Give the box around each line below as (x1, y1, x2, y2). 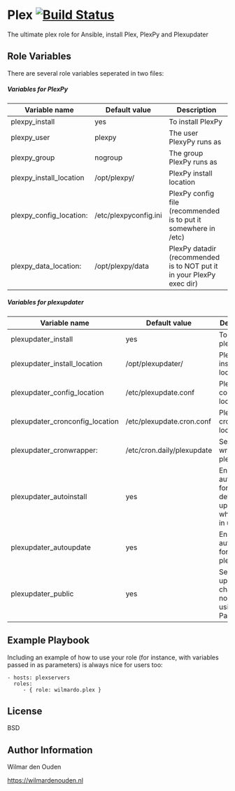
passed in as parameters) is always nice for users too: (7, 660, 163, 668)
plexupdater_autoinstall (10, 491, 87, 501)
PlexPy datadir (169, 244, 217, 253)
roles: (13, 680, 33, 687)
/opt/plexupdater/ (125, 358, 183, 368)
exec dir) (169, 279, 198, 288)
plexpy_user (10, 132, 50, 142)
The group (169, 148, 204, 157)
